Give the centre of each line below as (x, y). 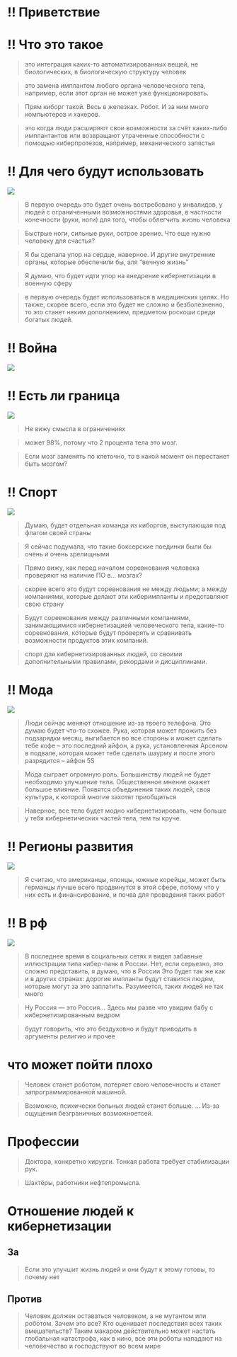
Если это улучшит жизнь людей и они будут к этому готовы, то (120, 1269)
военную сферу (48, 283)
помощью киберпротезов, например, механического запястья (120, 143)
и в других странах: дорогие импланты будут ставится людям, (120, 978)
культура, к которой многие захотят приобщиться (100, 796)
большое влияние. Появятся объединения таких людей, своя (117, 789)
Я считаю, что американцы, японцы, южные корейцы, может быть (125, 879)
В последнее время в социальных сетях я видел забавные (114, 956)
